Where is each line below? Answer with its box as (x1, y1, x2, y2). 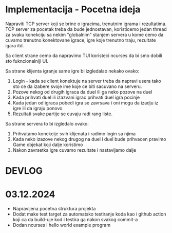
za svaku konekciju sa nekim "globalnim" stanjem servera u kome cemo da (5, 31, 164, 38)
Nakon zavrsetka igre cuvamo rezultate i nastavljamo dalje (12, 147, 137, 153)
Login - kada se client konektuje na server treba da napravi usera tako (12, 78, 161, 84)
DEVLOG (5, 165, 43, 177)
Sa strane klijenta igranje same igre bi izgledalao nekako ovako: (5, 68, 140, 74)
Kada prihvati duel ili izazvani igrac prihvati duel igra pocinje (12, 94, 140, 100)
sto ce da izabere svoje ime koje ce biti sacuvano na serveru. (12, 83, 142, 89)
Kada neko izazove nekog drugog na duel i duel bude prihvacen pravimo (12, 136, 166, 142)
